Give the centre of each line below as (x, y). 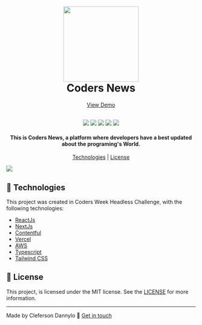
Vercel (23, 239)
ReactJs (25, 220)
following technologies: (35, 208)
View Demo (101, 105)
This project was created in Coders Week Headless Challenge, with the (94, 202)
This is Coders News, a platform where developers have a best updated (101, 137)
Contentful (28, 232)
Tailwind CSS (31, 258)
